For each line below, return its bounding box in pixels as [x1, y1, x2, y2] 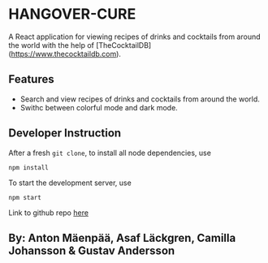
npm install [8, 163, 49, 171]
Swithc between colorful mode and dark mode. [19, 102, 179, 112]
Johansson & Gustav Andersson [8, 244, 175, 257]
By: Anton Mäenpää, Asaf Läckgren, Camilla [8, 231, 236, 244]
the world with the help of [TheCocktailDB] [8, 40, 152, 50]
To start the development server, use [8, 178, 132, 188]
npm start [8, 193, 42, 201]
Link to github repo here [8, 208, 89, 218]
